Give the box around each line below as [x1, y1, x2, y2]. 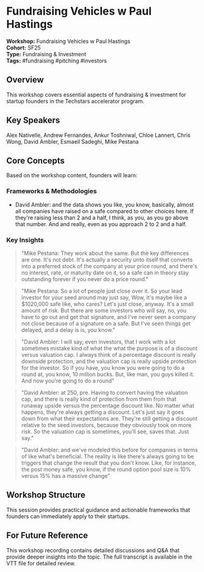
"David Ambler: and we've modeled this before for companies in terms [21, 446, 198, 453]
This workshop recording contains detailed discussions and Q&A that [6, 546, 180, 554]
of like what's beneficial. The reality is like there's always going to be [21, 452, 194, 460]
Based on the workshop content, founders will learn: [6, 172, 138, 179]
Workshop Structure [6, 490, 86, 501]
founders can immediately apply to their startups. [6, 512, 130, 520]
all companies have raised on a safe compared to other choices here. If [15, 207, 194, 215]
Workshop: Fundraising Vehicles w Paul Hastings [6, 37, 131, 45]
